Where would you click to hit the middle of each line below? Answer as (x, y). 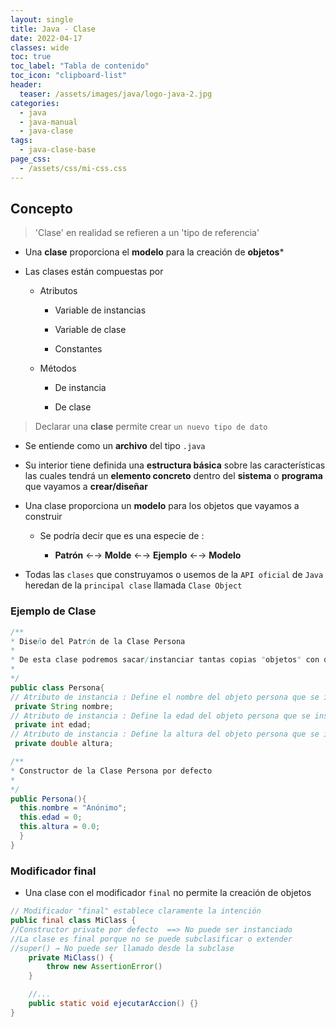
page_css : (31, 159)
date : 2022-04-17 (46, 38)
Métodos (58, 368)
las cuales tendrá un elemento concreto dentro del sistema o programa (173, 476)
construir (43, 517)
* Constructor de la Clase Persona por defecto (111, 771)
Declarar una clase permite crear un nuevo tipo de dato (151, 427)
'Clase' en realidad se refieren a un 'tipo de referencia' (147, 233)
